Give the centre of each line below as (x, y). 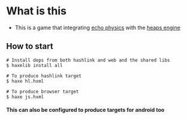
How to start (30, 46)
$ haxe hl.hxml (25, 81)
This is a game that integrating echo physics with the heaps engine (98, 28)
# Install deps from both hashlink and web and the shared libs (88, 60)
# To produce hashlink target (44, 76)
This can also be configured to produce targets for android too (85, 110)
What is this (37, 11)
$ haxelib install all (34, 65)
